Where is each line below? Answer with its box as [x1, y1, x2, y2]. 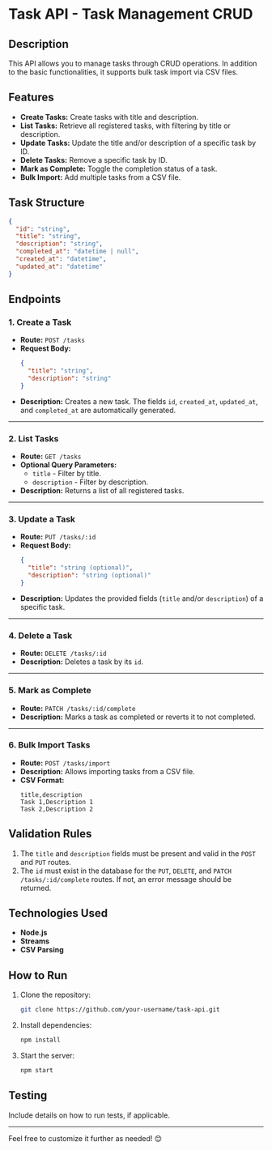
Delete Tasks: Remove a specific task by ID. [19, 155, 168, 164]
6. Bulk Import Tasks [8, 739, 91, 751]
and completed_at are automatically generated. [19, 405, 176, 415]
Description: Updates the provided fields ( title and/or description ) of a [19, 593, 264, 603]
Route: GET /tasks [19, 451, 82, 462]
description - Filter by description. [32, 477, 148, 487]
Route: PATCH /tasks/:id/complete [19, 703, 136, 713]
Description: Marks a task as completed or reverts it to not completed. [19, 712, 257, 722]
